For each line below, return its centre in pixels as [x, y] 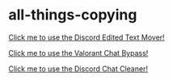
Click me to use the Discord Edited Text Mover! [86, 37]
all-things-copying [73, 15]
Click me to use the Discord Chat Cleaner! [78, 68]
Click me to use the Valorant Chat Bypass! [78, 53]
